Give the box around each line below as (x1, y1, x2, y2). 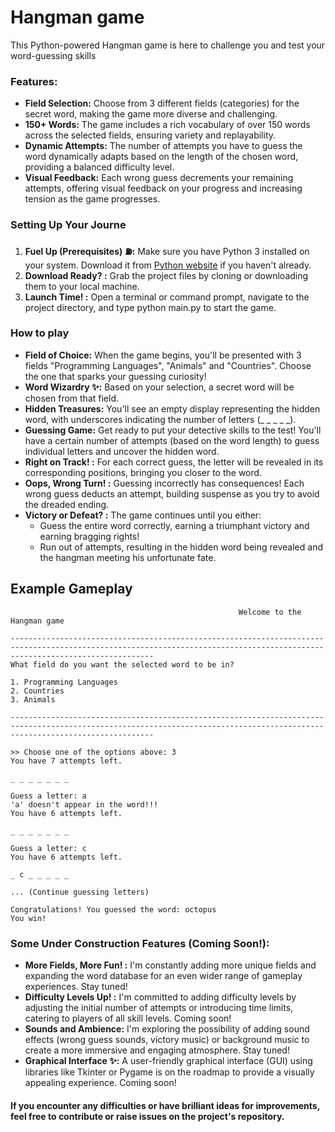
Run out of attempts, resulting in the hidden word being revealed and (39, 541, 323, 553)
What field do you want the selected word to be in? (10, 659, 235, 670)
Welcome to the (238, 607, 302, 617)
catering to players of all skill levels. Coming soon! (24, 1012, 232, 1024)
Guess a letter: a (10, 791, 87, 801)
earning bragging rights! (39, 530, 140, 542)
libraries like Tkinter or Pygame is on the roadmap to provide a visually (24, 1066, 315, 1078)
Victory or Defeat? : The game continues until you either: (24, 509, 262, 521)
